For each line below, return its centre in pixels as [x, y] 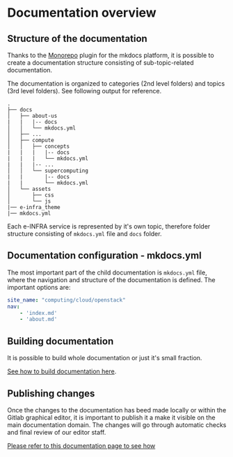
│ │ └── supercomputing [48, 171]
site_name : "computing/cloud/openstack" [67, 300]
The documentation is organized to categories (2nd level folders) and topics [116, 84]
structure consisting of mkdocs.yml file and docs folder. [85, 234]
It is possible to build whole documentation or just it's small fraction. [105, 358]
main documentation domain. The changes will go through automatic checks [117, 425]
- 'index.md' [39, 313]
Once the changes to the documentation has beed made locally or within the [117, 410]
